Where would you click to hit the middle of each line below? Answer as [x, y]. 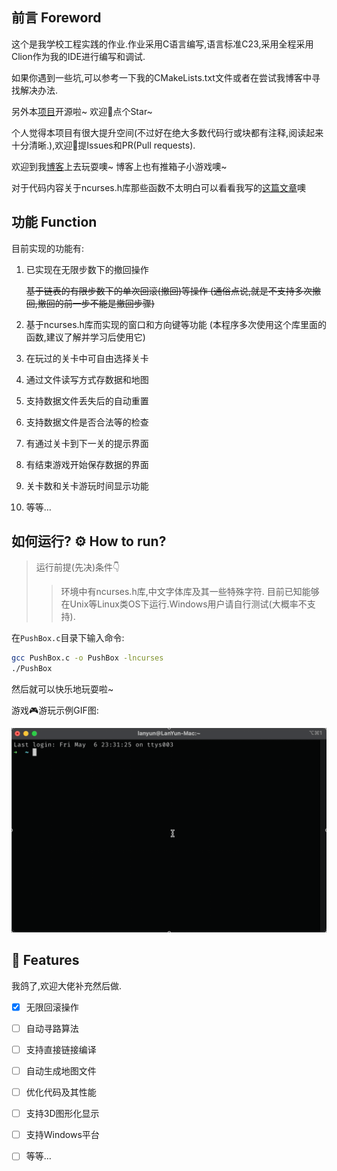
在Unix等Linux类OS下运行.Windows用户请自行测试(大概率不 [184, 604]
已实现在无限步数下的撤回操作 [87, 269]
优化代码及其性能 [61, 1092]
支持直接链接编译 [61, 1049]
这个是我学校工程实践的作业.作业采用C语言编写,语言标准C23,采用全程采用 [162, 44]
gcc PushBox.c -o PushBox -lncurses [87, 658]
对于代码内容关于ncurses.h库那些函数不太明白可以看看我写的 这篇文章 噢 [159, 187]
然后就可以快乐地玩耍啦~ [62, 689]
